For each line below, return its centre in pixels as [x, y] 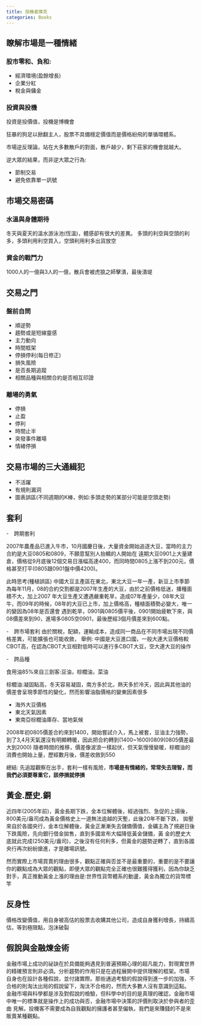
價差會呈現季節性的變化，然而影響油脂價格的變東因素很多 [77, 692]
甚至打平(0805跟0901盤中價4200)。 [56, 569]
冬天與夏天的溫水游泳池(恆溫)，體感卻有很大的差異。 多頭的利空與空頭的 [95, 233]
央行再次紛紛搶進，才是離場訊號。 [48, 848]
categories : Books [29, 17]
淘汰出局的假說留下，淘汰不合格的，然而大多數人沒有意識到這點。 [108, 986]
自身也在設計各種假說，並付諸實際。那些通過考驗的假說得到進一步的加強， [98, 978]
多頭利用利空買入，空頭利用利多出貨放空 [66, 241]
